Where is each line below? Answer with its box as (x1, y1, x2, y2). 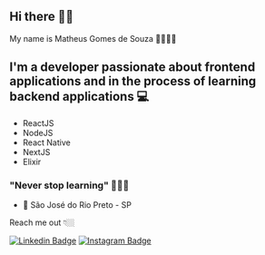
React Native (22, 137, 71, 148)
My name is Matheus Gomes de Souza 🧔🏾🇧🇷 (9, 33, 177, 44)
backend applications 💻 (9, 89, 150, 104)
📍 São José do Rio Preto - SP (22, 199, 132, 210)
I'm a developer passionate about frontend (9, 60, 256, 75)
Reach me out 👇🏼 (9, 217, 75, 228)
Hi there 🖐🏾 (9, 9, 74, 25)
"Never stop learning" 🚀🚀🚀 (9, 179, 130, 191)
